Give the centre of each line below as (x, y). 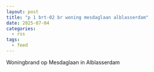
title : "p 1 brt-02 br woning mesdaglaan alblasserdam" (77, 17)
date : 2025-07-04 (28, 23)
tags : (13, 40)
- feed (20, 46)
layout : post (22, 12)
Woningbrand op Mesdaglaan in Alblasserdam (63, 62)
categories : (21, 28)
